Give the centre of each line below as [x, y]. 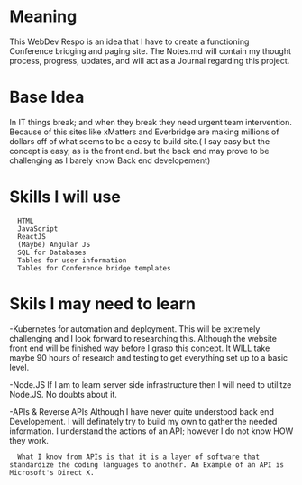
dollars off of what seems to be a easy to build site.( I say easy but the [140, 141]
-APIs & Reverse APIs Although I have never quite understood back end [142, 411]
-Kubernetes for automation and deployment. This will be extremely [135, 329]
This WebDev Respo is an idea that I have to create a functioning [129, 41]
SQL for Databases [52, 252]
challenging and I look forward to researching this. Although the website [143, 338]
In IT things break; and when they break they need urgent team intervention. [151, 122]
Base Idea [47, 97]
